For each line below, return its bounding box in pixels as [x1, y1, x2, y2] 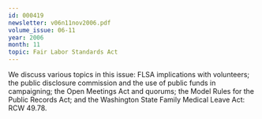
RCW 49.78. [8, 103, 47, 113]
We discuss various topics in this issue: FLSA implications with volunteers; [8, 70, 250, 79]
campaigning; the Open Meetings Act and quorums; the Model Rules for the [8, 87, 255, 95]
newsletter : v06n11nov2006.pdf [8, 19, 111, 27]
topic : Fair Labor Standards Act [8, 48, 118, 56]
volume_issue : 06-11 [8, 26, 77, 34]
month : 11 [8, 41, 41, 49]
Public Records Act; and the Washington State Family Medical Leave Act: [8, 95, 245, 104]
